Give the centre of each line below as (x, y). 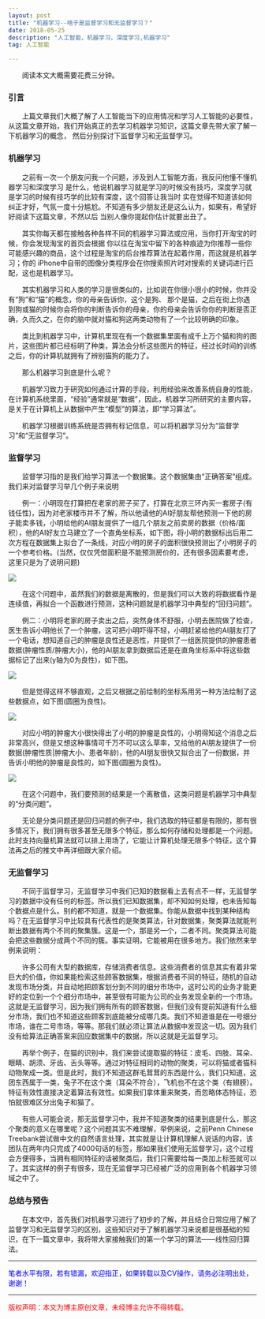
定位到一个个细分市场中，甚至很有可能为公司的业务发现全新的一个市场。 (139, 997)
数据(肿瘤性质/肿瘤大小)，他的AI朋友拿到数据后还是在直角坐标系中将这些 (126, 650)
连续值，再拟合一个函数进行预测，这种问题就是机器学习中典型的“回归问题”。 (132, 603)
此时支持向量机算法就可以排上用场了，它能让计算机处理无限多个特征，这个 (129, 840)
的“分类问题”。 (32, 804)
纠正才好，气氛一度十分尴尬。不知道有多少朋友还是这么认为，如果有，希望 (129, 207)
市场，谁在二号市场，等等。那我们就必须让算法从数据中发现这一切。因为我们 (132, 1026)
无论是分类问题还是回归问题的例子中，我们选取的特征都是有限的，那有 (136, 820)
